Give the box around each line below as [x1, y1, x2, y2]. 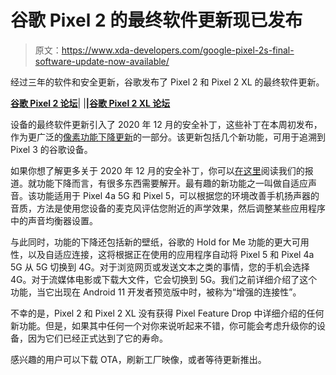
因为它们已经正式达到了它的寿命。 [27, 332, 168, 344]
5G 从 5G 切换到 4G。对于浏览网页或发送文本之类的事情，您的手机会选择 [10, 261, 310, 273]
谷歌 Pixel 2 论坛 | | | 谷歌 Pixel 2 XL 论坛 [10, 97, 171, 109]
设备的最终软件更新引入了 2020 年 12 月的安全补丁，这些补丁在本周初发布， [10, 118, 323, 130]
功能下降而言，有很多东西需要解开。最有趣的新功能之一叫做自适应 [36, 177, 308, 189]
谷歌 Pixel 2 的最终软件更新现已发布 [10, 9, 303, 32]
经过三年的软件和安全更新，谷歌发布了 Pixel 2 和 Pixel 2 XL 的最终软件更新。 [10, 76, 325, 88]
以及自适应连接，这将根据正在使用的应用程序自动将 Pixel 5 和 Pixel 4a [27, 248, 315, 260]
